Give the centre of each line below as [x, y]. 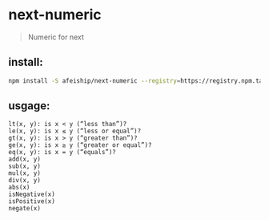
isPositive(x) [32, 202]
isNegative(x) [32, 194]
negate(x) [25, 209]
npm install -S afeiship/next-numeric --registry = [94, 81]
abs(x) [19, 187]
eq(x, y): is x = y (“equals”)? [62, 153]
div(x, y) [25, 181]
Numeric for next [56, 37]
